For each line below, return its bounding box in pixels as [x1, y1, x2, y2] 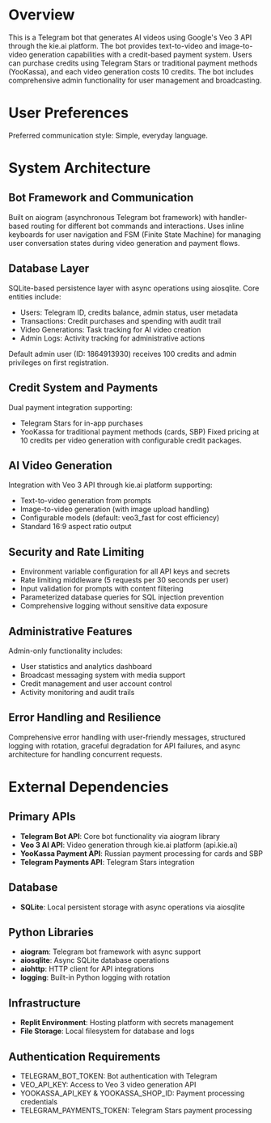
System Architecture [8, 159, 151, 177]
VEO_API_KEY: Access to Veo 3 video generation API [19, 1080, 197, 1089]
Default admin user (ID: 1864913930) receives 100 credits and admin [8, 349, 237, 358]
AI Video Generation [8, 459, 113, 473]
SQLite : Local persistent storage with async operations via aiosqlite [19, 902, 245, 912]
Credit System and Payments [8, 381, 159, 395]
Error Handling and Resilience [8, 710, 162, 725]
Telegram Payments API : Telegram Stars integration [19, 857, 196, 867]
